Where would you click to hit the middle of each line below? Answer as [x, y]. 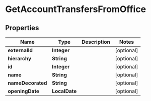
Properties [22, 28]
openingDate [23, 91]
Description [96, 42]
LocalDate [64, 91]
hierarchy [20, 59]
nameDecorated [27, 83]
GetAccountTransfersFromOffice [76, 9]
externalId [20, 50]
